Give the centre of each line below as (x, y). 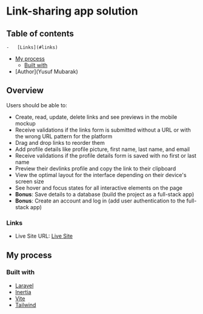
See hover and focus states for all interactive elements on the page (99, 188)
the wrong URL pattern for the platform (64, 136)
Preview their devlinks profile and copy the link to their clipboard (95, 169)
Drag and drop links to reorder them (60, 142)
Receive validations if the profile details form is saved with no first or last (106, 155)
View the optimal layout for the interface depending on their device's (101, 175)
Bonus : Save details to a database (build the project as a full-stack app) (105, 194)
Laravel (24, 286)
